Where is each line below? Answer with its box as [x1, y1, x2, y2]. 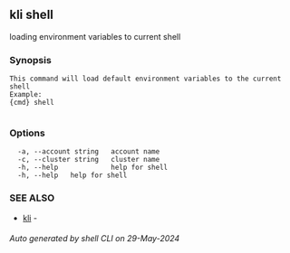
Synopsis [9, 53, 52, 66]
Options [9, 126, 45, 139]
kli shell [9, 7, 54, 23]
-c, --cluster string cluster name [17, 155, 160, 164]
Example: [9, 90, 43, 99]
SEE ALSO [9, 192, 55, 204]
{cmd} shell [9, 98, 54, 108]
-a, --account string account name [17, 147, 160, 156]
